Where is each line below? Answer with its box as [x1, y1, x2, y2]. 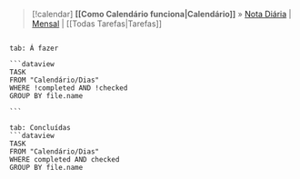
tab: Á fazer [9, 44, 59, 53]
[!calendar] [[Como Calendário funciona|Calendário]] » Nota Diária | [31, 9, 292, 19]
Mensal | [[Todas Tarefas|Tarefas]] [31, 18, 162, 29]
